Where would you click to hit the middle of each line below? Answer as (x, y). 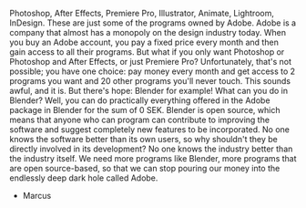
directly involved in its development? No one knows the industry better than (151, 149)
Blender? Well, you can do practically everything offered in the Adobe (140, 100)
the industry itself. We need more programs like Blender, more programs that (153, 158)
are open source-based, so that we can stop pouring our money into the (145, 168)
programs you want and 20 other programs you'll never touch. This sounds (150, 81)
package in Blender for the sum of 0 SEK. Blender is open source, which (145, 110)
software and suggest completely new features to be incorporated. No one (149, 130)
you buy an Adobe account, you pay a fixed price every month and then (144, 42)
